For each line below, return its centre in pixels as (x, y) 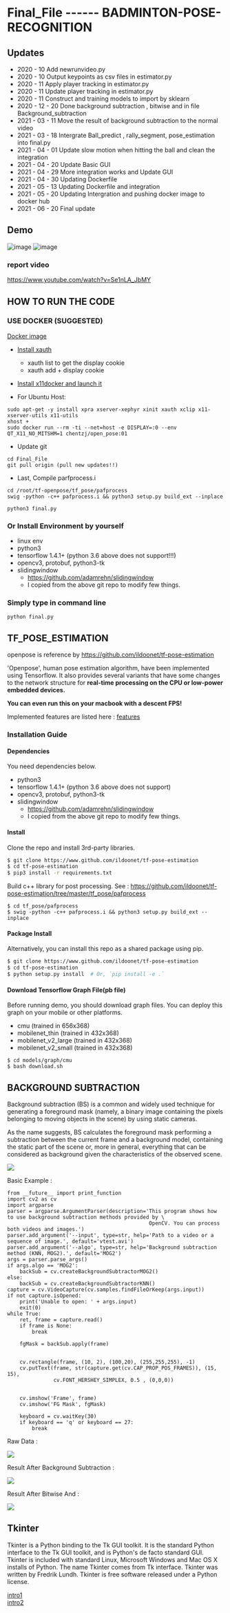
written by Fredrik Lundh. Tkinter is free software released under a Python (112, 1574)
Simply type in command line (57, 603)
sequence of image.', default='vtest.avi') (71, 1241)
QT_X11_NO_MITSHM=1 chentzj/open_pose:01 (67, 433)
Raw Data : (22, 1441)
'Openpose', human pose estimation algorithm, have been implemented (108, 668)
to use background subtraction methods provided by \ (86, 1217)
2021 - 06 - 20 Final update (56, 209)
